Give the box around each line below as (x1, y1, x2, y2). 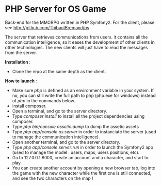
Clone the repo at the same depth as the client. (12, 68, 106, 74)
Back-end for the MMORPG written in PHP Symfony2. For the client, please (5, 19, 155, 25)
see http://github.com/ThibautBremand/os (5, 24, 90, 30)
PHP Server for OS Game (5, 3, 107, 15)
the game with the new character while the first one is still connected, (12, 170, 152, 176)
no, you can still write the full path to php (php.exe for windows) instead (12, 93, 156, 98)
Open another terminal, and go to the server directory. (12, 139, 120, 145)
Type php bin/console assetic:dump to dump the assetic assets (12, 123, 139, 130)
